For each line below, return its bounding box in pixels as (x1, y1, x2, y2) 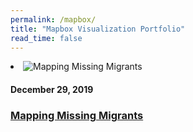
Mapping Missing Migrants (10, 108, 144, 122)
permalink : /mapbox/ (10, 14, 97, 25)
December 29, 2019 (10, 83, 94, 95)
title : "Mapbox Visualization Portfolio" (10, 24, 186, 34)
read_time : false (10, 33, 83, 43)
